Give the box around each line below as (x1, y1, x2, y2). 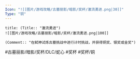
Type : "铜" (5, 12, 27, 16)
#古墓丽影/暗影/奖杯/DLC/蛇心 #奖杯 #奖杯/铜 (5, 49, 95, 55)
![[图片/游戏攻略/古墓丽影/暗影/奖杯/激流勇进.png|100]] (5, 31, 109, 35)
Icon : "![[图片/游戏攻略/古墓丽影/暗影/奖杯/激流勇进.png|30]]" (5, 7, 124, 12)
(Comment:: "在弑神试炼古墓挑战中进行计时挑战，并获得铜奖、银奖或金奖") (5, 40, 136, 45)
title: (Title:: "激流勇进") (5, 25, 61, 30)
